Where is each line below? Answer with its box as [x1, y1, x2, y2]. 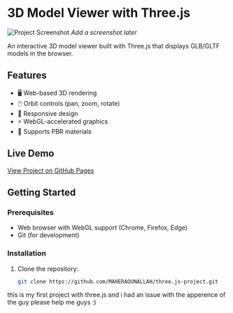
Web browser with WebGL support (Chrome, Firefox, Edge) [17, 223, 188, 232]
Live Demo [7, 147, 55, 159]
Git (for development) [17, 231, 80, 239]
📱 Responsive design [17, 109, 78, 117]
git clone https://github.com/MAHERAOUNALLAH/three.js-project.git [17, 278, 218, 285]
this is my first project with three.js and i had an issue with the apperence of [7, 291, 226, 299]
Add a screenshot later [71, 28, 138, 36]
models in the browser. [7, 49, 73, 58]
